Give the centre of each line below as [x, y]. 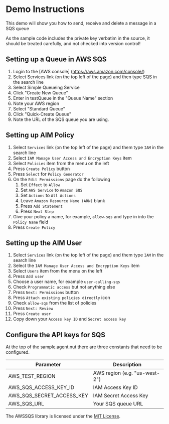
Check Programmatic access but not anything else [64, 287]
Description [127, 365]
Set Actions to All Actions [48, 195]
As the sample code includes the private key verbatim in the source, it [78, 38]
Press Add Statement [42, 206]
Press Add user [28, 276]
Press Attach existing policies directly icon [61, 298]
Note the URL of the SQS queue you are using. [61, 119]
